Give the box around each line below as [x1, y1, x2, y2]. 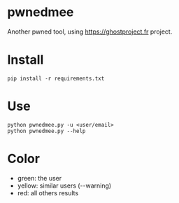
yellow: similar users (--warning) [17, 181, 112, 190]
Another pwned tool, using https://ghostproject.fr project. [7, 27, 173, 36]
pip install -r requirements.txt [7, 75, 105, 82]
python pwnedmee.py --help [7, 127, 86, 134]
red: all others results [17, 188, 79, 197]
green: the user [17, 174, 62, 182]
